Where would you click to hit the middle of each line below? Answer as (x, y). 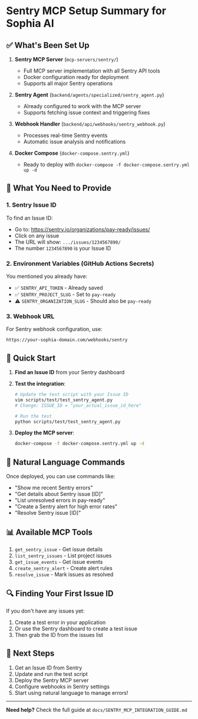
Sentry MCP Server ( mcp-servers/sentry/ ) (67, 59)
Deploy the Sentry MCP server (52, 680)
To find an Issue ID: (29, 218)
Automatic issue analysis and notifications (75, 142)
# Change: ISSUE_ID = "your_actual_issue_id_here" (78, 406)
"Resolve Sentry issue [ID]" (48, 513)
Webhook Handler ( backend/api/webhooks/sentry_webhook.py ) (90, 124)
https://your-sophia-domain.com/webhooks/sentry (67, 340)
